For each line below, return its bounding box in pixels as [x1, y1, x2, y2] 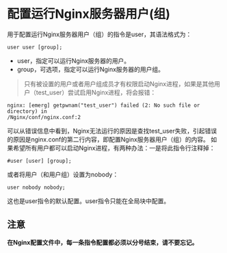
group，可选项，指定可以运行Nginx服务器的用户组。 [16, 65, 165, 73]
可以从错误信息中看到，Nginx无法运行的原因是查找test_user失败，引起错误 [7, 126, 217, 135]
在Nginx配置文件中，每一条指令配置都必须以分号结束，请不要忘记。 [7, 238, 198, 246]
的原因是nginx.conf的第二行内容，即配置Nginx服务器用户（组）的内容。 [7, 135, 210, 144]
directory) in [7, 107, 48, 115]
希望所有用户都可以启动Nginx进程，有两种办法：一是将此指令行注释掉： [12, 144, 215, 152]
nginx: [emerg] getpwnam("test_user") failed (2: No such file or [7, 102, 200, 109]
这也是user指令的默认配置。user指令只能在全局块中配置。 [7, 196, 170, 205]
